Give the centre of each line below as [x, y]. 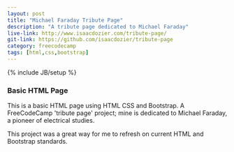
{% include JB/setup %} [42, 72]
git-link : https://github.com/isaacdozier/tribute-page [90, 40]
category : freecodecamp [42, 46]
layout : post [26, 14]
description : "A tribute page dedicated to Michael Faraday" [98, 26]
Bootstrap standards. [37, 142]
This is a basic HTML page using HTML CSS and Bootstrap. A [96, 106]
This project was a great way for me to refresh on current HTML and [105, 134]
